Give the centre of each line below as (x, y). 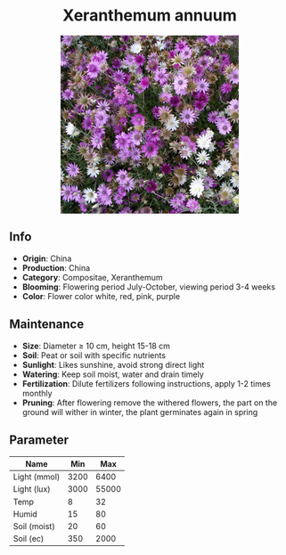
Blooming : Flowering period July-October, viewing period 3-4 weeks (149, 287)
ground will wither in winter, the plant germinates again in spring (140, 412)
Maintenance (47, 325)
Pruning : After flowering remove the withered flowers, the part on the (150, 403)
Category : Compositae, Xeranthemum (92, 277)
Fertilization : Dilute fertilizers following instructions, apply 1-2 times (147, 383)
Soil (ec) (29, 539)
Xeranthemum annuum (150, 16)
